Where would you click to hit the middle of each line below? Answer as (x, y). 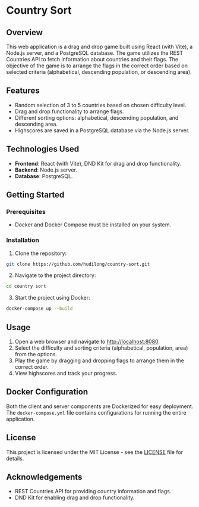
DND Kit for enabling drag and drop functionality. (75, 497)
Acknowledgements (44, 477)
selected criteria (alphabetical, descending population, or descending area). (99, 72)
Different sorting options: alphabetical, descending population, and (97, 117)
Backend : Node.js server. (46, 170)
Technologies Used (42, 149)
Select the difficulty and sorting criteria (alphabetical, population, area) (101, 348)
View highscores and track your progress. (66, 374)
